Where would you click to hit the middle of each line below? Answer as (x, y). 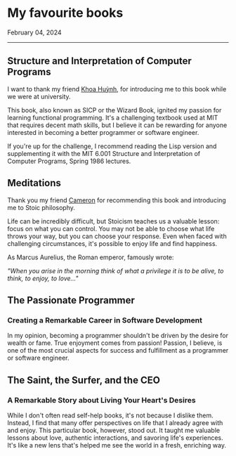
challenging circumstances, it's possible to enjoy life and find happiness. (112, 243)
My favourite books (65, 13)
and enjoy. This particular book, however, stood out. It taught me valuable (113, 430)
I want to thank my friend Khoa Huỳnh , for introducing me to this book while (117, 89)
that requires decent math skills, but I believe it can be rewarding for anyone (117, 125)
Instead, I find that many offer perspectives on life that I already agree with (115, 422)
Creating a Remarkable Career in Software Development (105, 320)
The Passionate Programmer (71, 300)
